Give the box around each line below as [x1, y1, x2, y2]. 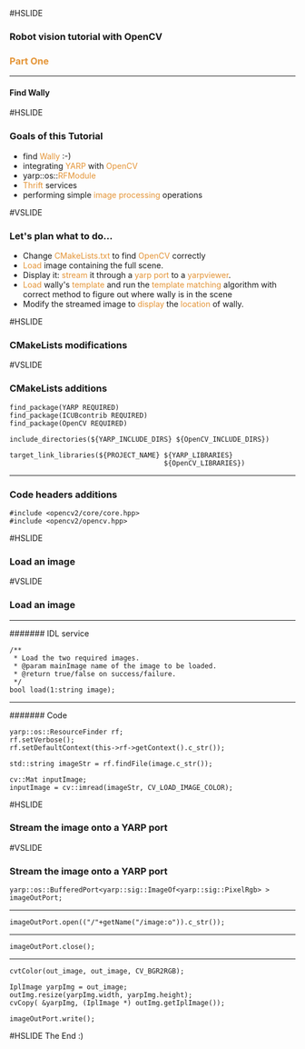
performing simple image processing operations [22, 189, 202, 200]
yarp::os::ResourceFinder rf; [9, 727, 124, 736]
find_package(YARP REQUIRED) [9, 403, 120, 412]
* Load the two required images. [13, 654, 141, 663]
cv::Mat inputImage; [9, 774, 88, 784]
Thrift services [22, 179, 77, 190]
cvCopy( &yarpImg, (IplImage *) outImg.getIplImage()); [9, 999, 225, 1008]
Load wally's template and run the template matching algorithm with [22, 279, 277, 290]
